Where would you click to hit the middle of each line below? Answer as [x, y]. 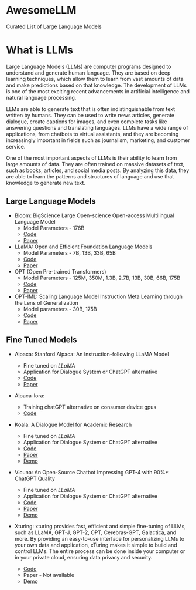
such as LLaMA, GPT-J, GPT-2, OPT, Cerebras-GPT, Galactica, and [95, 532]
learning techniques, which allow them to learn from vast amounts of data [95, 79]
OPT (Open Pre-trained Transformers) [60, 271]
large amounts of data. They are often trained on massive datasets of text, [95, 164]
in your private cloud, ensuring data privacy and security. [83, 557]
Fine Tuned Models [42, 340]
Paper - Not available [49, 575]
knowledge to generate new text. [46, 183]
